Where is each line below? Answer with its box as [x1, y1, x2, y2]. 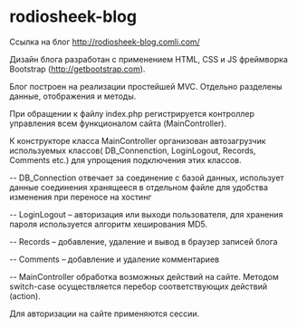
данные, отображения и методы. [9, 91, 137, 101]
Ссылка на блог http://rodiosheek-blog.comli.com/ [9, 36, 201, 47]
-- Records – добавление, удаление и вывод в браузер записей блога [9, 236, 278, 246]
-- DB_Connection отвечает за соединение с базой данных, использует [9, 172, 284, 183]
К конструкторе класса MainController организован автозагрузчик [9, 135, 266, 146]
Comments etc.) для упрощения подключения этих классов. [9, 154, 242, 165]
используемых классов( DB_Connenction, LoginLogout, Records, [9, 145, 256, 156]
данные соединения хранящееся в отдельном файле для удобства [9, 181, 269, 192]
